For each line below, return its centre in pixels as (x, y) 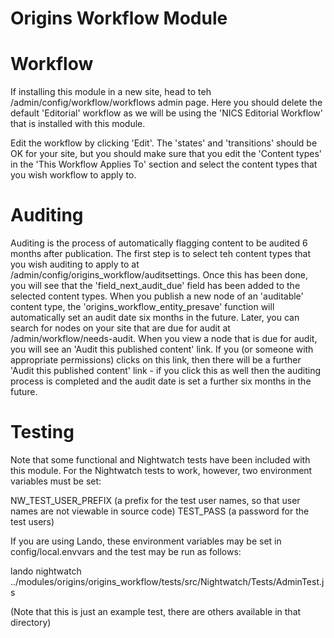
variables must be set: (56, 481)
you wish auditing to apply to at (75, 264)
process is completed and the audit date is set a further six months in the (161, 381)
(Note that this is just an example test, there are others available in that (156, 611)
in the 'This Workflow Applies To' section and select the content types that (164, 164)
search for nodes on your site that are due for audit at (120, 328)
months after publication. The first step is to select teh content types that (161, 254)
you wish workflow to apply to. (73, 175)
